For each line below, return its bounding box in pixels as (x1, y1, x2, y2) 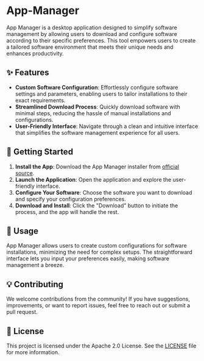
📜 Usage (6, 226, 38, 236)
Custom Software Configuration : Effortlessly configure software (15, 84, 178, 91)
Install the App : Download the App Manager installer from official (15, 163, 180, 170)
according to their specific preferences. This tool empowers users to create (6, 37, 196, 44)
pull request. (6, 309, 38, 316)
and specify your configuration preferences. (15, 195, 126, 202)
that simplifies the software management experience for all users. (15, 129, 180, 136)
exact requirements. (15, 96, 66, 104)
